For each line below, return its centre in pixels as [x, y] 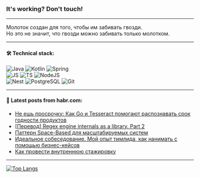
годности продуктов [40, 120]
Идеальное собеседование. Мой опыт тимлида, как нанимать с [96, 139]
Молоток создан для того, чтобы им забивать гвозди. [74, 27]
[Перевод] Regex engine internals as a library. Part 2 [80, 126]
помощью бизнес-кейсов [47, 145]
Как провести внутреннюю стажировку [65, 151]
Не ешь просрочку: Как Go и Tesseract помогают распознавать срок [102, 113]
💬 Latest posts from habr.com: [44, 100]
